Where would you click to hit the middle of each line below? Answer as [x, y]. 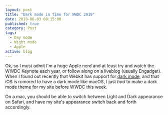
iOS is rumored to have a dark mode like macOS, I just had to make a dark [81, 81]
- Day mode [21, 38]
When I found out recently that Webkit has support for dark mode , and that [82, 76]
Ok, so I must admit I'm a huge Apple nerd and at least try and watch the [80, 66]
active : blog [19, 51]
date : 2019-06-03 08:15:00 [33, 19]
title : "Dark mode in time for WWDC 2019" [50, 14]
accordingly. [18, 107]
